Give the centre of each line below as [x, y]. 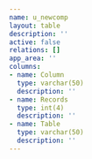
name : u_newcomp [39, 17]
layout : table [35, 26]
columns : [25, 67]
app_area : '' [33, 58]
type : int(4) [41, 108]
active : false [35, 42]
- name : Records [39, 99]
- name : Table [35, 125]
